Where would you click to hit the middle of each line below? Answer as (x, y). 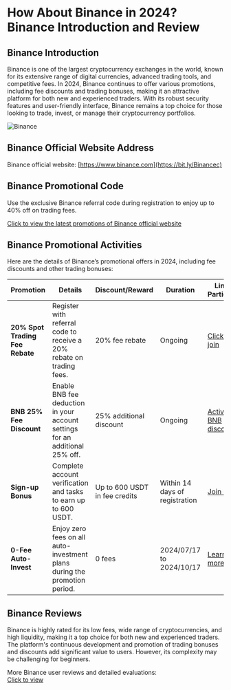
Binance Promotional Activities (75, 245)
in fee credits (116, 496)
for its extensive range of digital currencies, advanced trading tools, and (109, 76)
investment (70, 554)
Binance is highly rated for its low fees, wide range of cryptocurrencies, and (114, 630)
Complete (68, 466)
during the (69, 572)
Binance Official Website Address (81, 148)
